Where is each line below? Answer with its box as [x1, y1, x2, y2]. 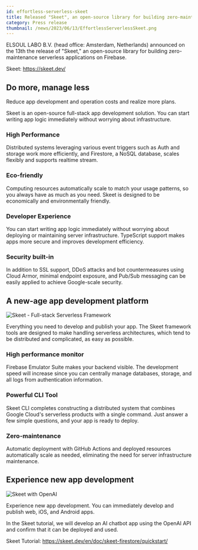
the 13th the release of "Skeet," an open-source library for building [6, 48, 168, 55]
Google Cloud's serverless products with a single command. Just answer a [6, 411, 189, 418]
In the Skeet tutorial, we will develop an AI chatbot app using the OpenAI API [6, 519, 192, 526]
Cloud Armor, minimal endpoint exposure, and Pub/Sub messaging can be [6, 272, 186, 279]
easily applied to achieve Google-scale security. [6, 279, 123, 286]
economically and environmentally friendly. [6, 197, 111, 204]
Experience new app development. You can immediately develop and [6, 502, 174, 509]
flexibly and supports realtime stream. [6, 157, 98, 164]
